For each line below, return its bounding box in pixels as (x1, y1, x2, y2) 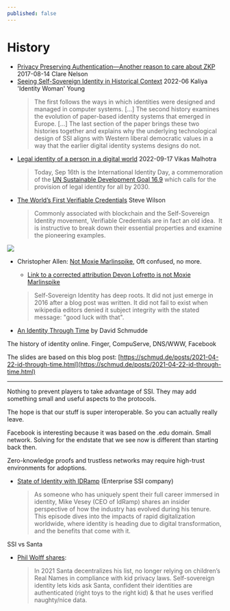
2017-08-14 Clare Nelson (16, 69, 88, 78)
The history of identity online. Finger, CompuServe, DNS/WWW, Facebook (7, 339, 217, 347)
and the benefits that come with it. (34, 527, 131, 535)
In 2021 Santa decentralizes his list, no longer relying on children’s (34, 566, 220, 575)
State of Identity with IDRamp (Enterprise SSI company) (16, 476, 174, 485)
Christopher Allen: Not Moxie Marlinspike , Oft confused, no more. (16, 257, 202, 265)
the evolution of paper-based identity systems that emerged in (34, 112, 211, 120)
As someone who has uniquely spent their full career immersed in (34, 490, 220, 498)
